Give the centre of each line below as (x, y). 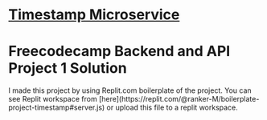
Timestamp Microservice (94, 15)
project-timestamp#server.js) (57, 108)
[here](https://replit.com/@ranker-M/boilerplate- (179, 99)
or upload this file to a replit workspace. (173, 108)
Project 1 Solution (68, 68)
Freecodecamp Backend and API (119, 52)
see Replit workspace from (53, 99)
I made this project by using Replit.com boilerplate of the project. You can (130, 90)
